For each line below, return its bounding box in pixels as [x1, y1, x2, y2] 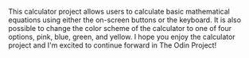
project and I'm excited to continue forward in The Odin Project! [8, 41, 217, 50]
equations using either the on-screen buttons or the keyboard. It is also [8, 15, 241, 25]
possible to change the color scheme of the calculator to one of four [8, 24, 232, 33]
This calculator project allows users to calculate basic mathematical [8, 7, 231, 16]
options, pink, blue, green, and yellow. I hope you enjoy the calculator [8, 32, 236, 41]
